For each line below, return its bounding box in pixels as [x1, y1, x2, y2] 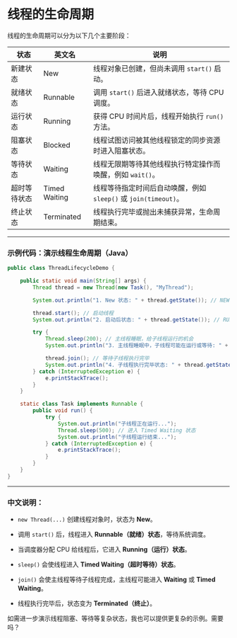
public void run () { [32, 407, 93, 414]
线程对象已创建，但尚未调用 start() [92, 63, 213, 73]
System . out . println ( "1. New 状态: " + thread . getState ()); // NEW [32, 297, 230, 304]
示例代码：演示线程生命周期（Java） [7, 248, 133, 258]
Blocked [43, 139, 71, 149]
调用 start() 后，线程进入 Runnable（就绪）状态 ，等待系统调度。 [17, 530, 210, 539]
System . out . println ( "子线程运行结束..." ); [57, 433, 177, 440]
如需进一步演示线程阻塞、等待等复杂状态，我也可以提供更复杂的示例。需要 [7, 614, 224, 623]
